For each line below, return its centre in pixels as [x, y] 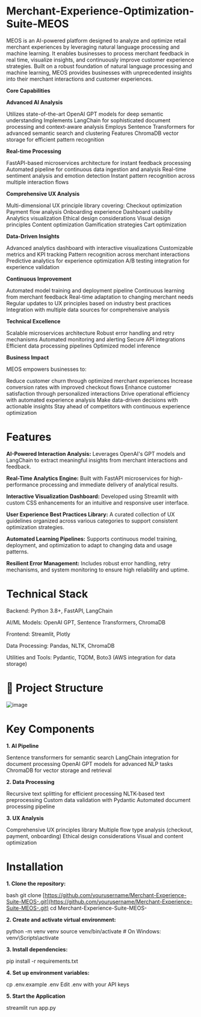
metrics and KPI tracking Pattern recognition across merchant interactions [98, 254]
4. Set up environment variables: [48, 972]
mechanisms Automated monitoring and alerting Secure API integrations [96, 339]
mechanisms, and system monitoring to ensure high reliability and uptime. [98, 570]
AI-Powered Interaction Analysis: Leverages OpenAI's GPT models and [96, 453]
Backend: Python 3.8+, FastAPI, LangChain [60, 611]
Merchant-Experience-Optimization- [100, 11]
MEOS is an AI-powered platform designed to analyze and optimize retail [96, 40]
